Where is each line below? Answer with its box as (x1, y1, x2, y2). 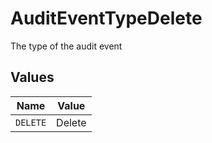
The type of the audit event (10, 40, 123, 52)
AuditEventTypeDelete (10, 7, 203, 30)
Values (10, 69, 55, 86)
